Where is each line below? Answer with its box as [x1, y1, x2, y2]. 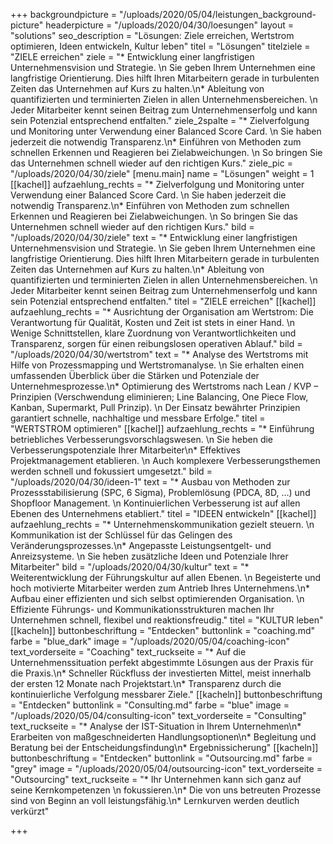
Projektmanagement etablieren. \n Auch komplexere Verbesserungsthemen [10, 455, 321, 466]
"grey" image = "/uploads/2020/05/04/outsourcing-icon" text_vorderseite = [10, 763, 323, 774]
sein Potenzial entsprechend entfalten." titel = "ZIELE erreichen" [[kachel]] [10, 295, 317, 307]
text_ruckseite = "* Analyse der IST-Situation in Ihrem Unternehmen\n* [10, 720, 302, 732]
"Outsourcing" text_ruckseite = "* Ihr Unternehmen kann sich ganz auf [10, 774, 302, 785]
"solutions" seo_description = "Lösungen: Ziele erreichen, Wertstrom [10, 30, 295, 41]
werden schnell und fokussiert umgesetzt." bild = [10, 465, 213, 477]
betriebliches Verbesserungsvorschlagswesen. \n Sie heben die [10, 434, 274, 445]
